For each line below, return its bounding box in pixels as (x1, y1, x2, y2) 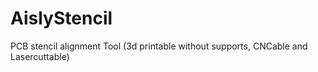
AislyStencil (10, 7, 113, 30)
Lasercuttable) (10, 50, 70, 62)
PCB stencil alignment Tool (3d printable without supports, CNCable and (10, 40, 308, 52)
